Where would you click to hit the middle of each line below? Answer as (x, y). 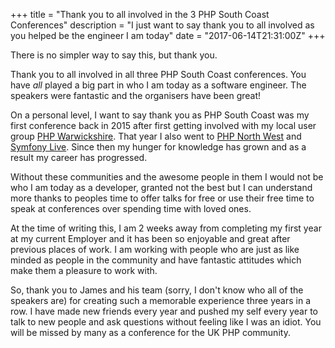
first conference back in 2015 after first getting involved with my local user (163, 125)
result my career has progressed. (79, 157)
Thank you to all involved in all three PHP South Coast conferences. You (158, 74)
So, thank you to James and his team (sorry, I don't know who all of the (157, 290)
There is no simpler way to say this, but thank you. (114, 55)
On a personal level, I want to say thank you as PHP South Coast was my (160, 115)
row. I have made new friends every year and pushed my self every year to (164, 311)
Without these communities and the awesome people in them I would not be (167, 177)
